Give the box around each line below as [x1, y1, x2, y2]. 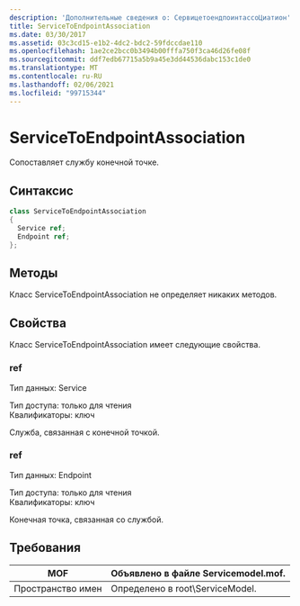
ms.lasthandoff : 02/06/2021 [9, 80, 115, 89]
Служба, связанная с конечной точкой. [9, 427, 160, 438]
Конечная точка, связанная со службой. [9, 514, 164, 525]
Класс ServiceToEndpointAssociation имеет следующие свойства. [9, 339, 260, 350]
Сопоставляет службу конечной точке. [9, 157, 160, 167]
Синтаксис [9, 183, 74, 198]
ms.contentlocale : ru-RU [9, 72, 102, 81]
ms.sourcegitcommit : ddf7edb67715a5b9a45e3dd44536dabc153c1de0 [9, 55, 251, 64]
